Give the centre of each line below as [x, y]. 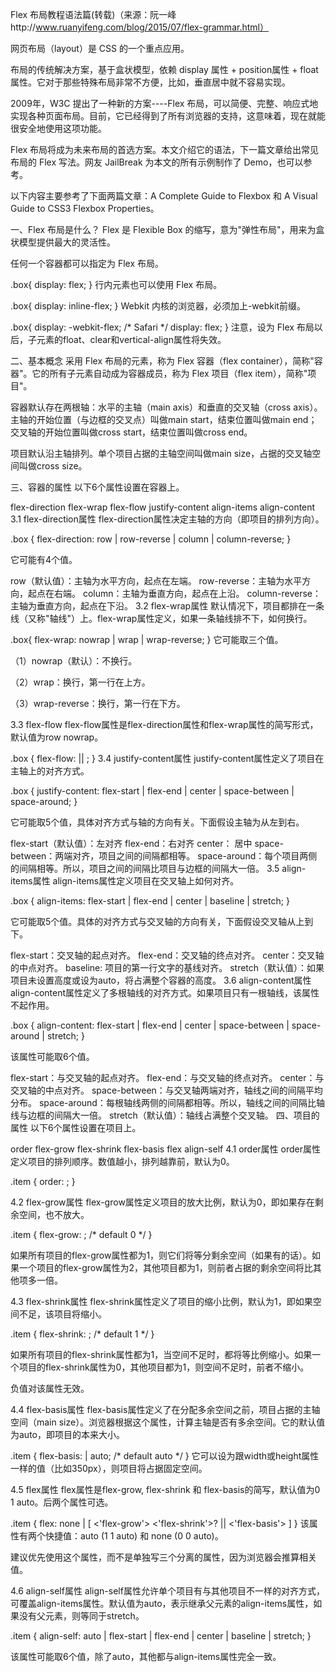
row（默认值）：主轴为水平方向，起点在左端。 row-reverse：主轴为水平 [156, 581]
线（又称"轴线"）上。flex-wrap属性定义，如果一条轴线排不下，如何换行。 [161, 618]
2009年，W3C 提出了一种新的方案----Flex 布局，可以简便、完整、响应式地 [164, 103]
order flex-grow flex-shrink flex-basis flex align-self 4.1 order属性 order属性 [165, 1149]
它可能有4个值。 [44, 559]
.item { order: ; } [43, 1181]
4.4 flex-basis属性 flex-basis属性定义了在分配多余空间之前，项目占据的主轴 [165, 1409]
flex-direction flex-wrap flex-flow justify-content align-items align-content [163, 507]
